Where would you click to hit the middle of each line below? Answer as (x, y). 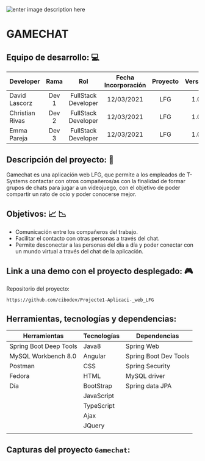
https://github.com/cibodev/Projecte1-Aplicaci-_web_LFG (80, 300)
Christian (22, 113)
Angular (95, 356)
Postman (22, 366)
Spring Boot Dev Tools (158, 356)
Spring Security (148, 366)
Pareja (19, 138)
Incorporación (125, 85)
